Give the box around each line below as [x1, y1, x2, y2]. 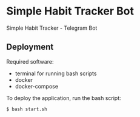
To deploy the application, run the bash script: [6, 94, 121, 101]
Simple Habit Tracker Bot [6, 4, 135, 18]
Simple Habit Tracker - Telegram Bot [6, 24, 98, 32]
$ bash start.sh [6, 106, 47, 112]
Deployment [6, 42, 54, 52]
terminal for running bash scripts [15, 70, 97, 77]
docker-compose [15, 82, 59, 90]
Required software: [6, 58, 54, 65]
